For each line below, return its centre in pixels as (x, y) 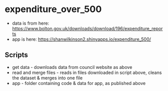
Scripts (16, 55)
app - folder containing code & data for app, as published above (79, 83)
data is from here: (30, 23)
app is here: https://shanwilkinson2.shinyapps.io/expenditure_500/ (81, 39)
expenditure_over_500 (53, 9)
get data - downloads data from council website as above (72, 67)
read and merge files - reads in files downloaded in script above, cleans (87, 72)
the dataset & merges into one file (47, 78)
